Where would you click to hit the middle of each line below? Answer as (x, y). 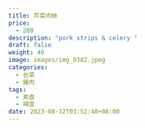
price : (19, 23)
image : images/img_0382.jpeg (57, 60)
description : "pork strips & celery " (73, 38)
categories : (28, 68)
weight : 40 (26, 52)
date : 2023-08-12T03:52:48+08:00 (64, 112)
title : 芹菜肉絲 (33, 16)
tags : (17, 89)
